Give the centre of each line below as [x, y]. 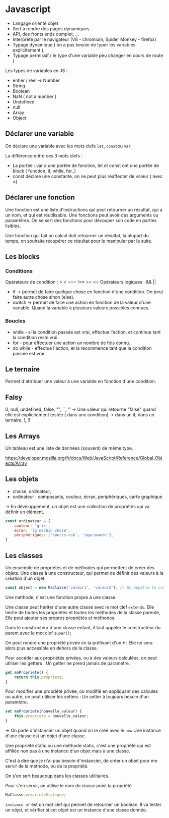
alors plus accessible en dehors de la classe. [52, 648]
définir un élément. [25, 512]
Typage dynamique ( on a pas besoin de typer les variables [74, 44]
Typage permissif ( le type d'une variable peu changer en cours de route [88, 55]
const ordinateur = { [28, 521]
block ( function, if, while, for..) [44, 171]
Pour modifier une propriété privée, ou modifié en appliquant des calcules [82, 691]
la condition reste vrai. [35, 337]
